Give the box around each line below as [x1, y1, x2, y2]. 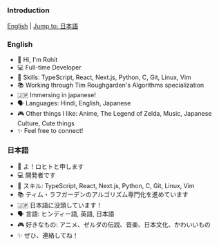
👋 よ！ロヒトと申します [17, 162, 84, 170]
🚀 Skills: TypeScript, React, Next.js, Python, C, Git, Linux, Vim [17, 73, 191, 81]
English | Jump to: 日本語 [7, 22, 79, 30]
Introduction [7, 6, 50, 15]
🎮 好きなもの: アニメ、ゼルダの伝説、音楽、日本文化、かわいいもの [17, 220, 211, 229]
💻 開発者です [17, 171, 57, 179]
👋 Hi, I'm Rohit [17, 55, 58, 63]
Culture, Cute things [17, 119, 75, 127]
